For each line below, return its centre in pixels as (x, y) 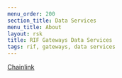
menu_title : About (34, 27)
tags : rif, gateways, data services (61, 47)
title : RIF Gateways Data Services (60, 40)
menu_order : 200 (31, 14)
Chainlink (21, 67)
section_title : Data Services (52, 21)
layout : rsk (25, 34)
